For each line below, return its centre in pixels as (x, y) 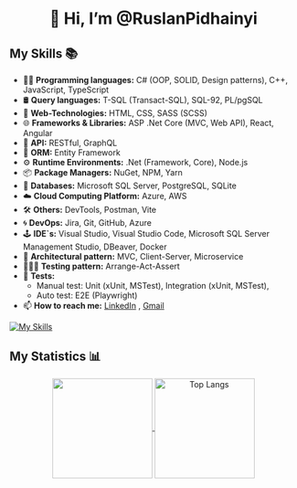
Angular (37, 133)
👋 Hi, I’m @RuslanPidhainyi (154, 19)
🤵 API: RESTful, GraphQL (70, 143)
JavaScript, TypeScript (66, 90)
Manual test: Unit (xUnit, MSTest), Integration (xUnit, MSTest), (153, 286)
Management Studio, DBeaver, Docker (95, 247)
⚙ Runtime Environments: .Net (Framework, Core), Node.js (135, 162)
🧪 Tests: (38, 276)
